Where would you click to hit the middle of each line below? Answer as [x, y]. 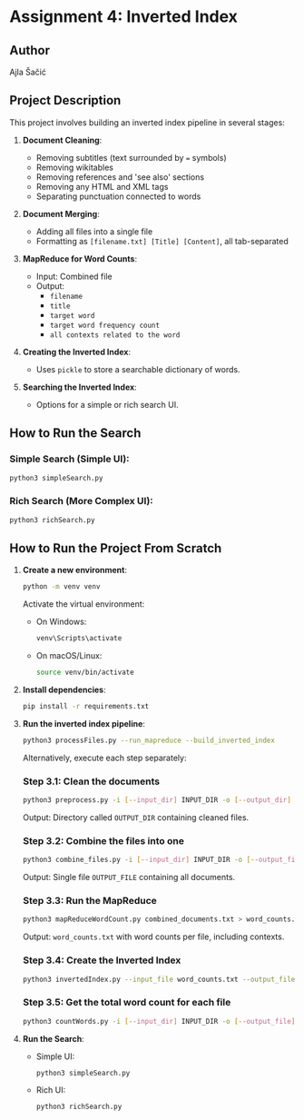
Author [29, 50]
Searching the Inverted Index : [80, 387]
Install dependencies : [64, 689]
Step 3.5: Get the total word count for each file [127, 1003]
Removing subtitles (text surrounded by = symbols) [131, 157]
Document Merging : [61, 213]
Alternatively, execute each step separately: [104, 758]
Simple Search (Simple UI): [69, 459]
